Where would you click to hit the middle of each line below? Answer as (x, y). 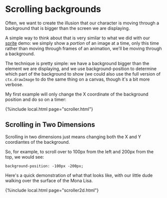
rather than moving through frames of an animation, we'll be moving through (83, 48)
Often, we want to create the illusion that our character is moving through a (82, 23)
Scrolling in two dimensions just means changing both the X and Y (73, 137)
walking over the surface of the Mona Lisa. (49, 181)
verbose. (14, 84)
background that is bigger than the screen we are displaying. (68, 28)
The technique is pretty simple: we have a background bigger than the (77, 63)
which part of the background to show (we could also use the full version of (83, 74)
